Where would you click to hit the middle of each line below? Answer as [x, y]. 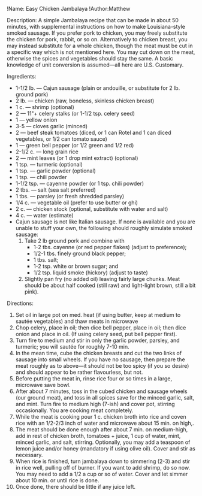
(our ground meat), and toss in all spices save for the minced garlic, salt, [105, 397]
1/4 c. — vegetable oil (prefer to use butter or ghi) [77, 202]
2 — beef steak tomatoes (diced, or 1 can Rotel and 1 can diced [93, 132]
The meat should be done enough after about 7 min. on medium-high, [102, 430]
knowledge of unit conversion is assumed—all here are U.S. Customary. [95, 65]
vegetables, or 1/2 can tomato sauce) [61, 139]
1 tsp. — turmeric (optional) [49, 164]
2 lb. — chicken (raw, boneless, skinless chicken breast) [85, 101]
